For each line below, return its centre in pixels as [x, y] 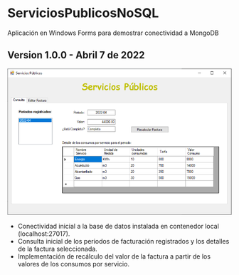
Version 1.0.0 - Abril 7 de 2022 [76, 55]
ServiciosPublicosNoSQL [83, 13]
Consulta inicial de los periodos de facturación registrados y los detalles [123, 241]
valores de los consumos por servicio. [74, 264]
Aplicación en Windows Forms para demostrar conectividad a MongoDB [113, 33]
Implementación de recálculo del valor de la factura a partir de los [114, 256]
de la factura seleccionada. [57, 249]
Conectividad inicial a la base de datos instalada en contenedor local [118, 226]
